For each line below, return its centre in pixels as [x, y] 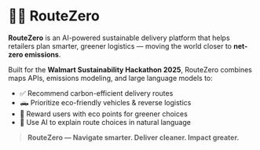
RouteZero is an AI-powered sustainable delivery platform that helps [119, 38]
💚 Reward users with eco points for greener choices [104, 114]
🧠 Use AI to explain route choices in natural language [105, 122]
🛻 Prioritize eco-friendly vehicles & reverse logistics [105, 102]
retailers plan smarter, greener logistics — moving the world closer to [120, 46]
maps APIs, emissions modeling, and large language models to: [111, 78]
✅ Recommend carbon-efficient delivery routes [96, 93]
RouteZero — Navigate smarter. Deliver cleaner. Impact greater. [133, 137]
